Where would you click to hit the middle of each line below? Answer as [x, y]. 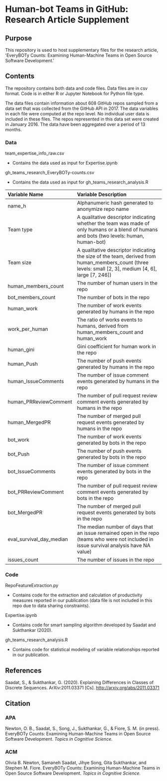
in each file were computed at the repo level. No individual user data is [77, 113]
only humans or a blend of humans [117, 230]
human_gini [21, 350]
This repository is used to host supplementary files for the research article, [82, 50]
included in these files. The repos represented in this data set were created [82, 119]
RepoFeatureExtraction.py [32, 586]
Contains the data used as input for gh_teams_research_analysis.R [80, 182]
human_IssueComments [36, 382]
